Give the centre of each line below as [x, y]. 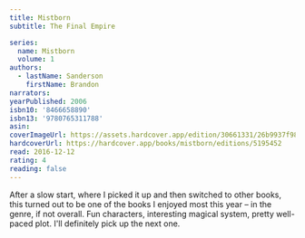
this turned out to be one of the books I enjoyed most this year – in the [141, 204]
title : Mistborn [40, 18]
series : [24, 43]
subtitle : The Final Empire [63, 26]
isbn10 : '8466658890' [50, 109]
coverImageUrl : [38, 135]
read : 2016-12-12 [42, 152]
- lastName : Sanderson [60, 76]
